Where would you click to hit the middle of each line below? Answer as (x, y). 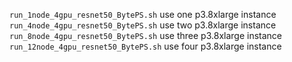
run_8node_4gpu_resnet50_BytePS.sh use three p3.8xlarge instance (146, 35)
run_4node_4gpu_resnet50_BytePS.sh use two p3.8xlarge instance (143, 25)
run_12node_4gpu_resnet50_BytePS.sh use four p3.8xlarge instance (145, 46)
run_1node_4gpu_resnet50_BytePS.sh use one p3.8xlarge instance (143, 14)
